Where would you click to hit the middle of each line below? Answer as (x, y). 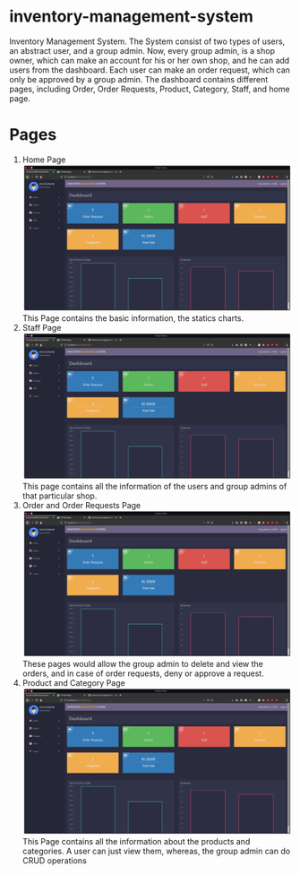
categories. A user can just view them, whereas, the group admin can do (156, 851)
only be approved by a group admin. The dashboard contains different (139, 79)
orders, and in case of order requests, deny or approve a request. (143, 673)
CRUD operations (54, 861)
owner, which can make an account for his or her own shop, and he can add (150, 60)
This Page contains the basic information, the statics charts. (133, 318)
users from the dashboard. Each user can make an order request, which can (150, 70)
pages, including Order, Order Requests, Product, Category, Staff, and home (150, 89)
